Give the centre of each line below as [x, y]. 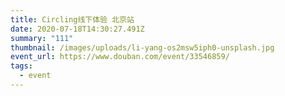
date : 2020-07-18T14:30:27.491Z [77, 29]
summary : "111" [42, 38]
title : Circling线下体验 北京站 [72, 19]
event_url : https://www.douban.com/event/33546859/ [120, 57]
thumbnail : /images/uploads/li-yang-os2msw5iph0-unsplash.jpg [142, 47]
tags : [21, 66]
